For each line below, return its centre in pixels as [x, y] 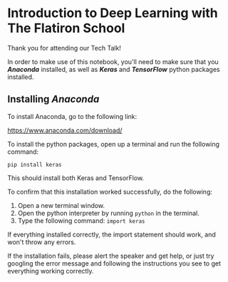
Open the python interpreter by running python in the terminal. [108, 213]
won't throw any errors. [42, 242]
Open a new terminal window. [61, 205]
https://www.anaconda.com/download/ [65, 130]
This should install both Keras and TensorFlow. [76, 178]
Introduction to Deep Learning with [113, 13]
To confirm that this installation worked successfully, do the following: [110, 192]
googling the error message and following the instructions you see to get [114, 263]
